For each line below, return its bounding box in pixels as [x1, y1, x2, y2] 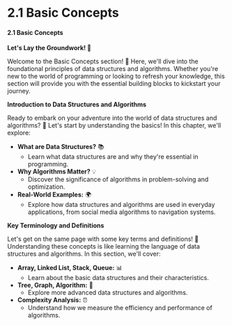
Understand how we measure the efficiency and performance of [27, 304, 212, 312]
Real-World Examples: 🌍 [17, 190, 92, 199]
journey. [7, 87, 31, 95]
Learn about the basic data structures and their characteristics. [27, 274, 209, 282]
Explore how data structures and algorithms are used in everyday [27, 201, 215, 209]
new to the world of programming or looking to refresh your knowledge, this [7, 72, 225, 81]
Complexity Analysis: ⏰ [17, 296, 88, 304]
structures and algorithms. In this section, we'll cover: [7, 249, 162, 258]
